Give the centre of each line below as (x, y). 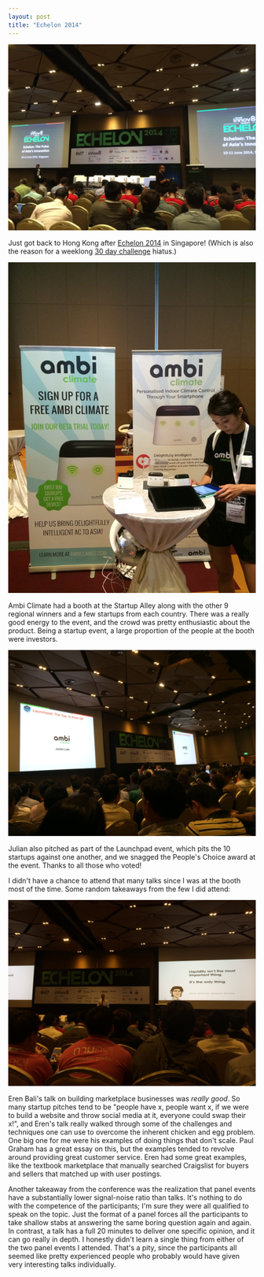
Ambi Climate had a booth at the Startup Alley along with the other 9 (119, 605)
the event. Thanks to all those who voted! (75, 865)
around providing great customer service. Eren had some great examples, (128, 1157)
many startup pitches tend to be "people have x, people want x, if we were (129, 1107)
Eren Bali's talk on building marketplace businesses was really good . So (124, 1098)
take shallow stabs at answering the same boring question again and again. (130, 1222)
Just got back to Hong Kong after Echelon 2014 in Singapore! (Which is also (131, 242)
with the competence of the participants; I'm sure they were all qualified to (128, 1205)
